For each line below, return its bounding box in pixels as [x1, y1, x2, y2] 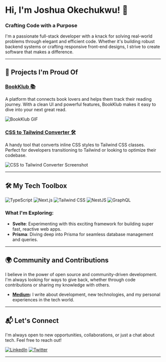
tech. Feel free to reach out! [5, 337, 62, 343]
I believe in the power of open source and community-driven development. [5, 272, 158, 278]
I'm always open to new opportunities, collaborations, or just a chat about [5, 332, 155, 338]
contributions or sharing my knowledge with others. [5, 282, 110, 288]
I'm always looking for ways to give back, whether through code [5, 277, 136, 283]
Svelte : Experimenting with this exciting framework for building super [12, 221, 154, 227]
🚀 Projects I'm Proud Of [5, 68, 78, 76]
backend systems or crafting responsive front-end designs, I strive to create [5, 44, 161, 50]
